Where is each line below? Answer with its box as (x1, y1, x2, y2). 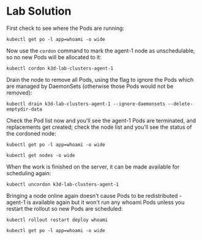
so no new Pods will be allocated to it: (6, 53, 102, 60)
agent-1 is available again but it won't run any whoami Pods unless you (6, 198, 185, 206)
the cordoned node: (6, 129, 56, 137)
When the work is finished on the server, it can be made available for (6, 163, 180, 170)
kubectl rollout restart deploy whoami (6, 217, 108, 223)
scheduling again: (6, 169, 51, 176)
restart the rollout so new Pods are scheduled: (6, 205, 123, 212)
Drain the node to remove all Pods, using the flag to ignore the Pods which (6, 76, 194, 83)
